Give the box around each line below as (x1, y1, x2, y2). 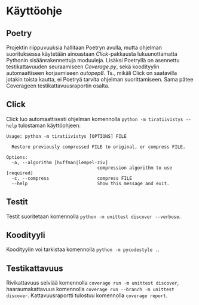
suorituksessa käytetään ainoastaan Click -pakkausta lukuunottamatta (6, 50, 177, 58)
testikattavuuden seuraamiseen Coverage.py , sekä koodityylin (6, 63, 160, 70)
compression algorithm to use (97, 165, 172, 171)
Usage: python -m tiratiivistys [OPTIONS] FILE (6, 133, 127, 139)
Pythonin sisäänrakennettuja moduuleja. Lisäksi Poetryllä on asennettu (6, 57, 180, 64)
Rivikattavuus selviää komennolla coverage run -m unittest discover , (6, 279, 179, 286)
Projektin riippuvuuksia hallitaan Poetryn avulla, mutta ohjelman (6, 44, 163, 51)
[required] (6, 170, 33, 176)
